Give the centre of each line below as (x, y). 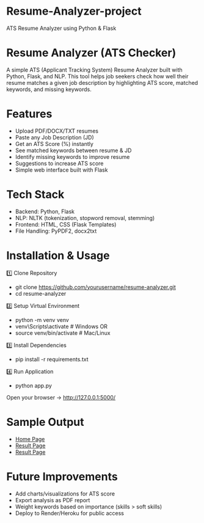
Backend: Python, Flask (45, 211)
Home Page (30, 439)
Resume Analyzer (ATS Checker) (91, 53)
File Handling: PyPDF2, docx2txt (56, 231)
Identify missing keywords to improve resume (72, 156)
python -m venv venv (42, 320)
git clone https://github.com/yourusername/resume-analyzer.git (95, 287)
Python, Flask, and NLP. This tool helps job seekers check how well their (97, 76)
